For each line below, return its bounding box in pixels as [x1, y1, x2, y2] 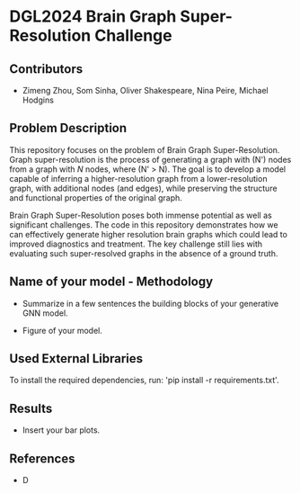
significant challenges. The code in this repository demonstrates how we [9, 219, 278, 230]
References [9, 451, 75, 466]
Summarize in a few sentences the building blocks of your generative [22, 298, 279, 309]
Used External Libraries [9, 351, 144, 366]
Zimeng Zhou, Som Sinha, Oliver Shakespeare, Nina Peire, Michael [22, 85, 269, 95]
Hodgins [22, 94, 54, 105]
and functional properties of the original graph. [9, 192, 182, 203]
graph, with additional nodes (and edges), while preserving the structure [9, 183, 278, 193]
